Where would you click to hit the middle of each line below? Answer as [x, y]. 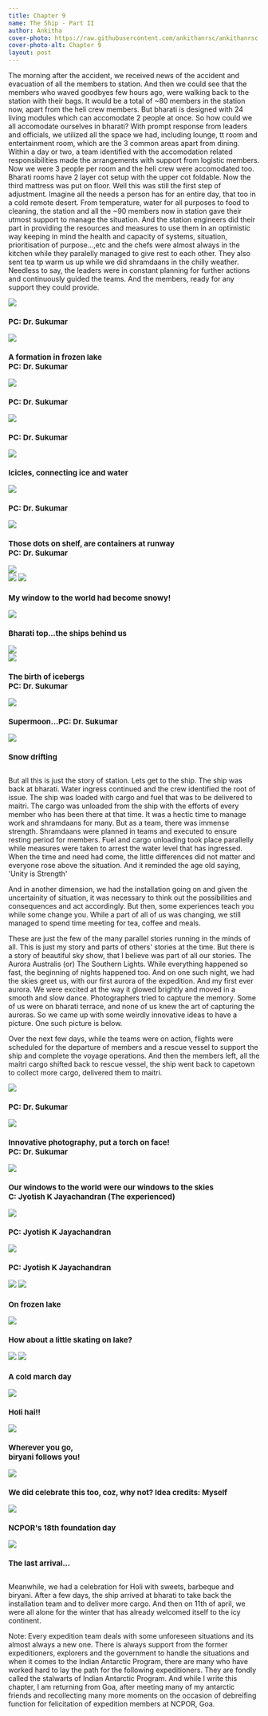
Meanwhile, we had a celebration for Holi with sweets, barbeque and [121, 1587]
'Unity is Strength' [38, 874]
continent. [25, 1621]
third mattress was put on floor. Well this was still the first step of [115, 185]
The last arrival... [39, 1563]
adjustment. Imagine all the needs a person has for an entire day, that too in [132, 194]
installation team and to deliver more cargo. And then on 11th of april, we [127, 1604]
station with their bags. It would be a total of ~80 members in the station [127, 101]
